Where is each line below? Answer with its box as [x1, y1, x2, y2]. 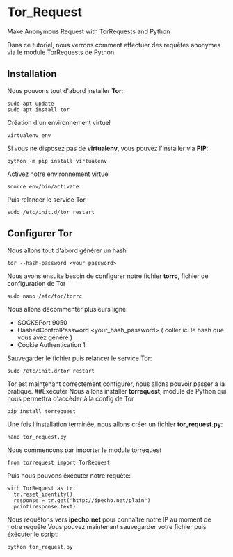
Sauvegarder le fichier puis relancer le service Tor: [7, 354, 152, 362]
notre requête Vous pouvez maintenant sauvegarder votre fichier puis [7, 522, 207, 531]
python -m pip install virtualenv [7, 157, 108, 164]
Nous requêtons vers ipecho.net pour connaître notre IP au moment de [7, 515, 211, 524]
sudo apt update [7, 100, 54, 107]
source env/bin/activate [7, 183, 79, 190]
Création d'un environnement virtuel [7, 118, 111, 127]
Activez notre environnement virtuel [7, 170, 110, 178]
